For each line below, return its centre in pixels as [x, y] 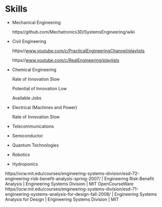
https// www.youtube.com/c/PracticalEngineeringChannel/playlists [78, 51]
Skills [16, 9]
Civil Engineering [29, 41]
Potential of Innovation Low [39, 88]
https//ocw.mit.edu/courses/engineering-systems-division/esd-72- [72, 173]
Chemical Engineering [34, 70]
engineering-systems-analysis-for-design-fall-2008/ [58, 194]
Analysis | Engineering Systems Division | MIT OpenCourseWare [69, 184]
